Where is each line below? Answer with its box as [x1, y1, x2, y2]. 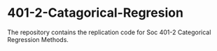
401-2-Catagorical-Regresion [7, 5, 184, 21]
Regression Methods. [7, 35, 69, 43]
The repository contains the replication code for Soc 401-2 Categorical [7, 28, 211, 36]
